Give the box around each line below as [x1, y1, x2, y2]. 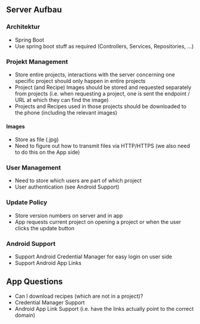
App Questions [6, 277, 63, 287]
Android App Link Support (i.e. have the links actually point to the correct [14, 305, 194, 312]
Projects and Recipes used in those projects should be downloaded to [14, 103, 186, 110]
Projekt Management [6, 57, 68, 66]
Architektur [6, 23, 40, 31]
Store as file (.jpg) [14, 136, 59, 143]
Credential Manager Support [14, 298, 85, 306]
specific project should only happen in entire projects [14, 77, 146, 84]
